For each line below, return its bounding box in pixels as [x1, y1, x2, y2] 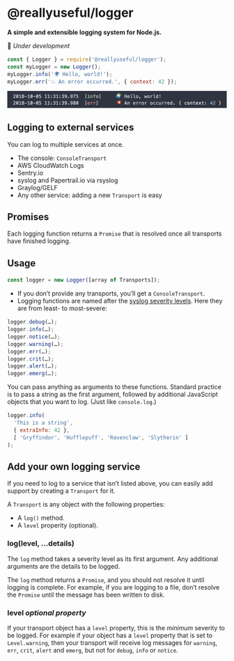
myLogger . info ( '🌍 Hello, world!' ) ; [7, 71, 113, 78]
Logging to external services [7, 122, 134, 133]
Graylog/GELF [17, 183, 58, 191]
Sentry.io [17, 168, 44, 177]
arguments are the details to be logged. [7, 562, 120, 570]
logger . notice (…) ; [7, 333, 61, 340]
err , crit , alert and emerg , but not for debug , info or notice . [7, 646, 179, 654]
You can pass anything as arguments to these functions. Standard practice [7, 383, 221, 391]
